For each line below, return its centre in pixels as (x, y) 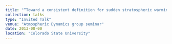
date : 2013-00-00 (24, 29)
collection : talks (25, 15)
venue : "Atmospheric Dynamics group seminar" (55, 24)
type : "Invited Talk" (28, 19)
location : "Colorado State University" (48, 33)
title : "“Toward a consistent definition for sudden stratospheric (79, 10)
